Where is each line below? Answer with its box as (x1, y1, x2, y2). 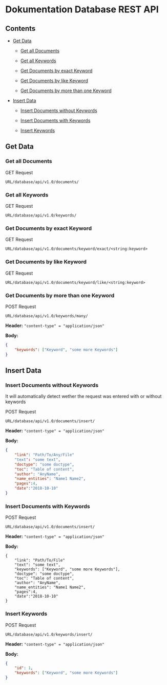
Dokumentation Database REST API (5, 4, 159, 15)
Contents (5, 24, 36, 33)
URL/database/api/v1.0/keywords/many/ (5, 313, 88, 318)
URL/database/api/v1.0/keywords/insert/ (5, 632, 93, 637)
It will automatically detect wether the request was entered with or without (5, 393, 162, 400)
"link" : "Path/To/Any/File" (14, 453, 74, 458)
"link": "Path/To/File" (14, 558, 66, 563)
